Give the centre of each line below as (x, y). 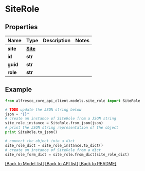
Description (57, 41)
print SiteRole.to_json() (31, 132)
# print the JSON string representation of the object (62, 128)
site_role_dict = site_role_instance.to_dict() (54, 145)
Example (18, 90)
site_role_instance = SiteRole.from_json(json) (54, 123)
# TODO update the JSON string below (43, 110)
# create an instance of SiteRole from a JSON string (61, 119)
